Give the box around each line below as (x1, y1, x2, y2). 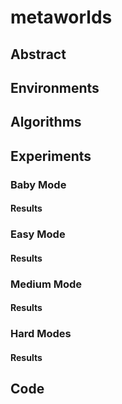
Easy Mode (10, 227, 66, 241)
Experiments (10, 147, 92, 165)
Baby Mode (10, 177, 67, 191)
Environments (10, 79, 100, 96)
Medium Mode (10, 277, 83, 291)
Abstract (10, 46, 67, 63)
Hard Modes (10, 327, 72, 341)
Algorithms (10, 114, 82, 131)
